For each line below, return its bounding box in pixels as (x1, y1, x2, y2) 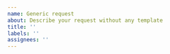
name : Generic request (7, 10, 74, 18)
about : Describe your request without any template (7, 17, 163, 24)
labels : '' (7, 29, 40, 37)
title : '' (7, 23, 37, 30)
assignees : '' (7, 36, 50, 43)
